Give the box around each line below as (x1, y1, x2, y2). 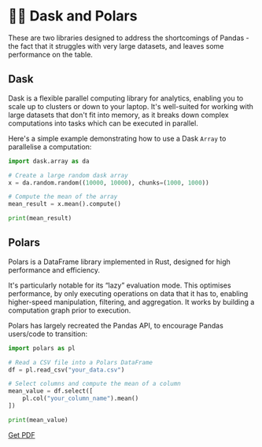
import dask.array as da (8, 157, 90, 165)
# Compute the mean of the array (8, 192, 118, 201)
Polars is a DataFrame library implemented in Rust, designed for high (8, 257, 231, 266)
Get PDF (8, 430, 35, 439)
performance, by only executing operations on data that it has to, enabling (8, 288, 249, 298)
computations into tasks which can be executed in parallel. (8, 118, 198, 128)
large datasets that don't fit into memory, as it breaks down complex (8, 110, 230, 119)
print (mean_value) (8, 416, 68, 423)
